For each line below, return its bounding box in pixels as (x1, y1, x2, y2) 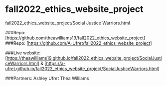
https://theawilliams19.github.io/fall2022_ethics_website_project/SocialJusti (6, 55, 162, 61)
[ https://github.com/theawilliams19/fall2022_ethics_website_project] (5, 35, 146, 41)
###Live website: (5, 50, 41, 56)
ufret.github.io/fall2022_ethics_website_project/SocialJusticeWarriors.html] (5, 66, 160, 72)
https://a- (46, 60, 66, 66)
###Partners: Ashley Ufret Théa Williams (5, 75, 89, 81)
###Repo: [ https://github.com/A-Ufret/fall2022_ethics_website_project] (5, 40, 152, 46)
